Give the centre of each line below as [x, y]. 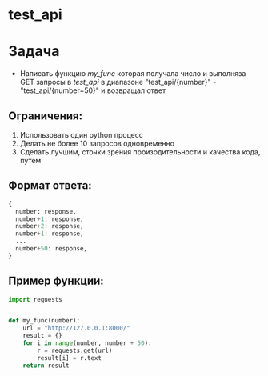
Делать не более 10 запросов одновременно [97, 143]
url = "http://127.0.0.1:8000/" [76, 328]
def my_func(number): [44, 321]
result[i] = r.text [70, 358]
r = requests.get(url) [75, 350]
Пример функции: [56, 281]
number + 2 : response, [50, 226]
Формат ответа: [50, 186]
